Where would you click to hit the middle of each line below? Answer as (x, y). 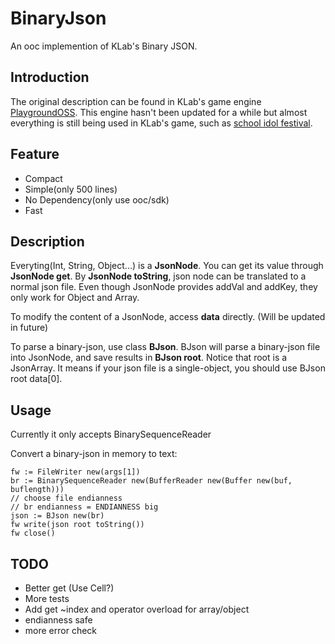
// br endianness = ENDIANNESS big (84, 507)
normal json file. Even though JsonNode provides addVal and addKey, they (164, 287)
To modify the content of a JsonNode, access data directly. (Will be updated (168, 317)
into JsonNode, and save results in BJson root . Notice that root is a (149, 358)
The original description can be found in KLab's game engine (136, 101)
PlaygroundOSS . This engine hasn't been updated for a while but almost (159, 112)
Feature (35, 154)
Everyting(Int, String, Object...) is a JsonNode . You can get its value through (167, 266)
